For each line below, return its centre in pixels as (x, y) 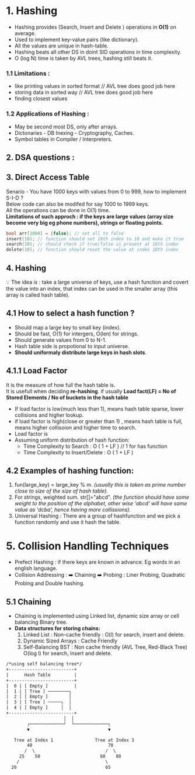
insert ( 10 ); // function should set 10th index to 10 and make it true (95, 239)
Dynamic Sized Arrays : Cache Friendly (70, 641)
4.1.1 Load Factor (37, 371)
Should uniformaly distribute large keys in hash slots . (81, 352)
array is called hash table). (38, 295)
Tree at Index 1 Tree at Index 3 (74, 740)
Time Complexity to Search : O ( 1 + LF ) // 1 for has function (95, 446)
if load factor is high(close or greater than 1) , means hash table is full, (98, 421)
